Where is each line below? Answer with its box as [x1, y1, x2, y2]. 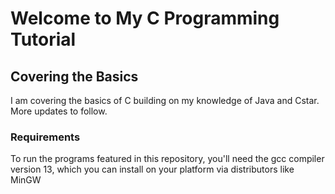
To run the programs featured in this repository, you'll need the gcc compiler [10, 153, 325, 165]
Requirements [10, 130, 81, 144]
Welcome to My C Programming [10, 7, 280, 30]
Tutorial [10, 28, 77, 51]
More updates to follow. [10, 105, 108, 117]
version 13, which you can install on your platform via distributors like [10, 163, 295, 176]
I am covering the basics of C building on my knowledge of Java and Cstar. [10, 95, 320, 106]
